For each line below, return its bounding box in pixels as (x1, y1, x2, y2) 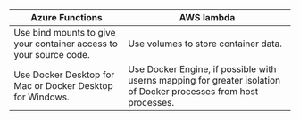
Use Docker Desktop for (13, 68, 115, 81)
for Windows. (13, 91, 70, 103)
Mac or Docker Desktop (13, 80, 113, 92)
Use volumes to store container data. (128, 37, 283, 50)
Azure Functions (30, 12, 103, 23)
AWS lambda (179, 12, 236, 23)
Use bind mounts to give (13, 27, 116, 38)
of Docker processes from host (128, 85, 259, 97)
